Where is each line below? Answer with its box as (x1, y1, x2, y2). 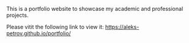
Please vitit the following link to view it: (6, 24, 104, 30)
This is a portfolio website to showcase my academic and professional (6, 5, 183, 12)
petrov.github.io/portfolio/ (6, 30, 72, 37)
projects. (6, 12, 29, 19)
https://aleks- (105, 24, 139, 30)
